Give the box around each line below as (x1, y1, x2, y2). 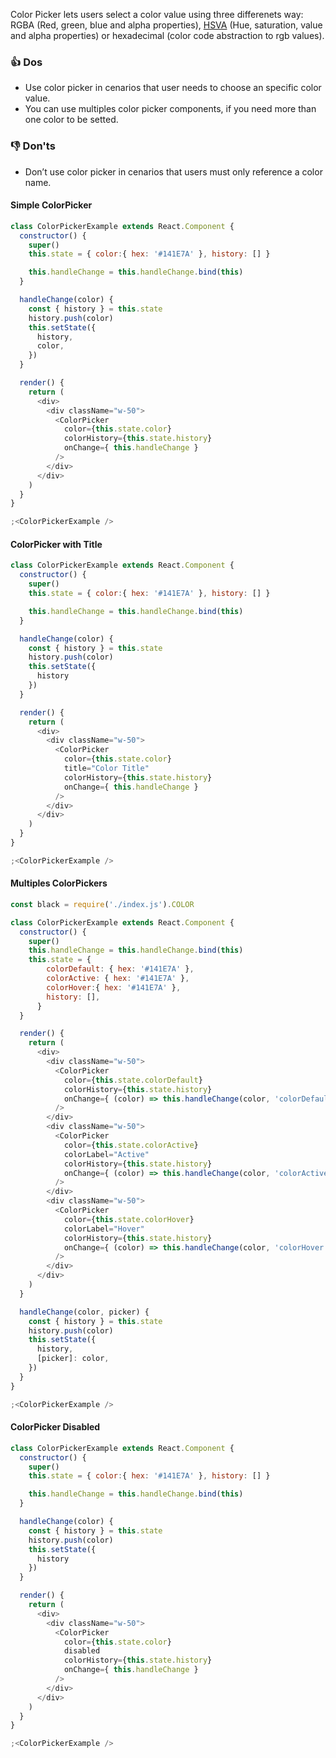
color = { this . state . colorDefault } (63, 1075, 203, 1085)
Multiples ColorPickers (10, 877, 108, 889)
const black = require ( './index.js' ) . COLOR (10, 899, 195, 909)
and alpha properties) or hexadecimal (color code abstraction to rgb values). (10, 30, 325, 41)
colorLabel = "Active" (63, 1149, 150, 1159)
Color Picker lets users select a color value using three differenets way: (10, 9, 304, 20)
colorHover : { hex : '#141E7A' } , (46, 982, 182, 993)
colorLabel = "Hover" (63, 1224, 145, 1234)
